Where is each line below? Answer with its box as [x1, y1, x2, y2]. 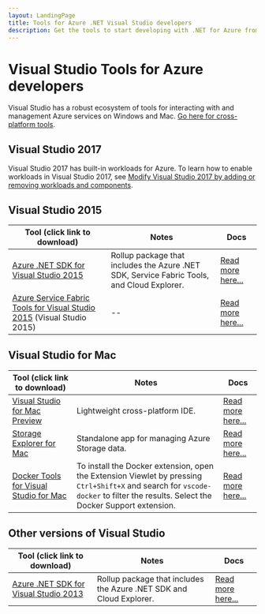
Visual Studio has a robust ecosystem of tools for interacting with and [8, 103, 234, 113]
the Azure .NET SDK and [97, 583, 188, 594]
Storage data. [76, 443, 127, 454]
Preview [12, 415, 42, 426]
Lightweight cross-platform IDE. [76, 405, 196, 416]
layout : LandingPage [8, 11, 77, 20]
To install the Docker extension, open [76, 460, 215, 471]
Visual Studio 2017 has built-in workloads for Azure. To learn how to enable [8, 163, 252, 174]
